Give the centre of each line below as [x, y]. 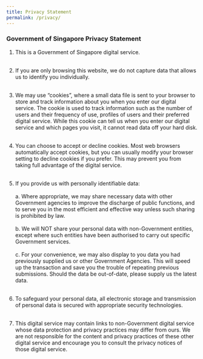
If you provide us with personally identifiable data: [78, 183]
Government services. [43, 242]
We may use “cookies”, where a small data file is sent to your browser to [105, 95]
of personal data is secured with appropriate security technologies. [99, 305]
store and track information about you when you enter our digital [96, 102]
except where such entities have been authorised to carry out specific [102, 235]
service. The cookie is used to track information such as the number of [104, 108]
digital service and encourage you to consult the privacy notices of [99, 343]
